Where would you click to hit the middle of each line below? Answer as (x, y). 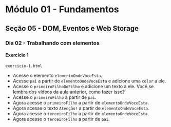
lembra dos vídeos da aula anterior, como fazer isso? (69, 92)
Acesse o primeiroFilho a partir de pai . (54, 97)
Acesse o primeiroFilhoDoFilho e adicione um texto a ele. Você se (83, 86)
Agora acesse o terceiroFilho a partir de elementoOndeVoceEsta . (81, 113)
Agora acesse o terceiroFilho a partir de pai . (61, 119)
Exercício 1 (17, 55)
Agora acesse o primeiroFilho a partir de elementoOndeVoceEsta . (81, 102)
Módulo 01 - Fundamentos (62, 9)
